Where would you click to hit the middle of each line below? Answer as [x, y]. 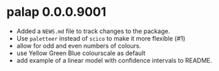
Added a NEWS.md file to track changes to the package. [93, 31]
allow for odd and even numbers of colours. [79, 45]
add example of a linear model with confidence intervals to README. [114, 60]
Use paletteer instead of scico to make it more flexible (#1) [101, 38]
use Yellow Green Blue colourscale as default [81, 53]
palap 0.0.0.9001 [56, 12]
